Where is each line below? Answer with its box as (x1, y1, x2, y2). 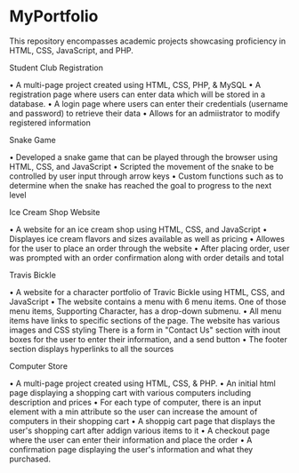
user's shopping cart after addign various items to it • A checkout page (9, 425, 271, 436)
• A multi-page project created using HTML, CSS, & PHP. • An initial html (9, 378, 276, 389)
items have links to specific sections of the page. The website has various (9, 315, 280, 325)
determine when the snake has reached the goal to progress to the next (9, 180, 272, 190)
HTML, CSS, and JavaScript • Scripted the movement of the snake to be (9, 161, 274, 172)
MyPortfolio (9, 6, 99, 27)
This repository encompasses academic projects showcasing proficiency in (9, 36, 287, 46)
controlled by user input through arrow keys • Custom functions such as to (9, 171, 284, 181)
